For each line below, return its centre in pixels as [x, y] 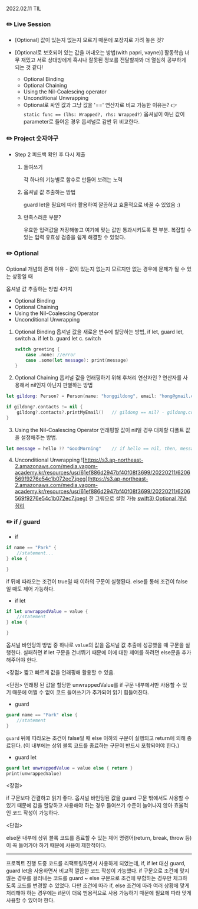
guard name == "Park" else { [42, 715]
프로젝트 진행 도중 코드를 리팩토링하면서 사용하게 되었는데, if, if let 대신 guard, [96, 863]
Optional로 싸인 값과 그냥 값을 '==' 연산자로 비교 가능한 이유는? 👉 [100, 105]
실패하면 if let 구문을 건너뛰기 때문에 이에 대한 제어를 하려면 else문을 [102, 652]
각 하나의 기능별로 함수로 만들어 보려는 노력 [73, 179]
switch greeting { [37, 349]
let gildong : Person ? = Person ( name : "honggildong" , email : [82, 396]
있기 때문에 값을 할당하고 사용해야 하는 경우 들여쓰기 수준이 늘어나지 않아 [89, 806]
